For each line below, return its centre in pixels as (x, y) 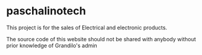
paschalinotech (46, 11)
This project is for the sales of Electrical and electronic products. (87, 27)
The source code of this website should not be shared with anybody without (101, 39)
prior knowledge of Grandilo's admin (52, 45)
